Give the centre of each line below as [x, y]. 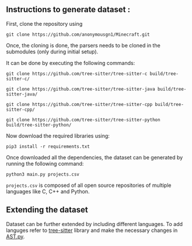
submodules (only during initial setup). [52, 52]
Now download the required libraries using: [58, 136]
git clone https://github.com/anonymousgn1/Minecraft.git [78, 35]
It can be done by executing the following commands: [71, 63]
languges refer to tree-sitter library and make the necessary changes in [92, 230]
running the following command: [45, 163]
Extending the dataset [47, 210]
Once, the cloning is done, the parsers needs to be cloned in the [83, 45]
